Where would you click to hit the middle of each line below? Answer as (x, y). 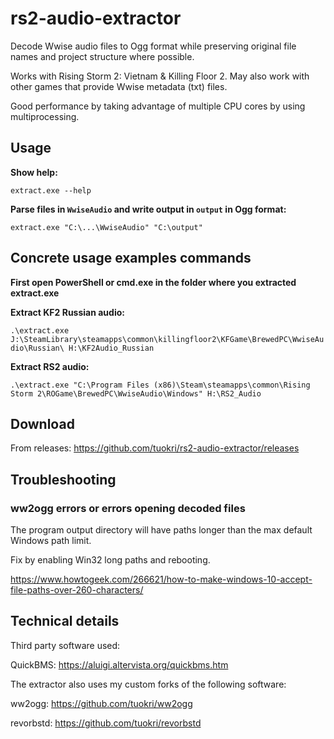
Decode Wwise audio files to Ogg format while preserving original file (153, 46)
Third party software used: (65, 645)
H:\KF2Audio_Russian (111, 348)
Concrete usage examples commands (131, 258)
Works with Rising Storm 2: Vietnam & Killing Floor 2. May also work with (160, 76)
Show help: (34, 172)
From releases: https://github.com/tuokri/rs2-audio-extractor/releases (155, 448)
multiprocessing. (45, 116)
